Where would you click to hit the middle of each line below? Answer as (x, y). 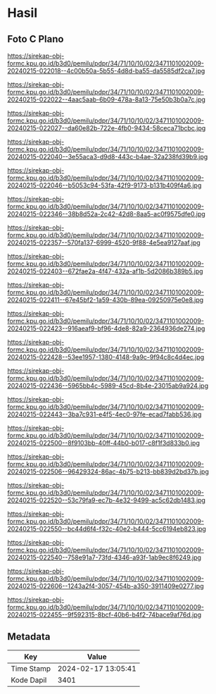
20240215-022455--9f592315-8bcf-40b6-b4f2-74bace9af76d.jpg (104, 615)
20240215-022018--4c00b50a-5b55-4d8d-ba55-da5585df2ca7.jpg (106, 71)
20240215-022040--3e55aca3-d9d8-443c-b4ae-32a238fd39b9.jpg (108, 157)
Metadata (29, 637)
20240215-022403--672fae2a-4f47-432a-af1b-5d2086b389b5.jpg (105, 271)
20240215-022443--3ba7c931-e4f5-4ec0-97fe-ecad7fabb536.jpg (104, 414)
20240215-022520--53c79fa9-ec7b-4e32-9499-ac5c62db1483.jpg (107, 500)
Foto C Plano (36, 39)
